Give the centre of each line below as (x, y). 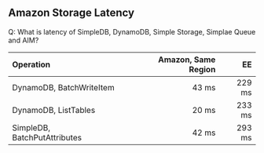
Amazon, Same (187, 60)
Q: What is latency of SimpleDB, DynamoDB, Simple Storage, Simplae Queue (132, 31)
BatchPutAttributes (47, 137)
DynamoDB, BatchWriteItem (64, 87)
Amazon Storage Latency (71, 13)
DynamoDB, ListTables (54, 110)
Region (202, 69)
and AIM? (24, 40)
